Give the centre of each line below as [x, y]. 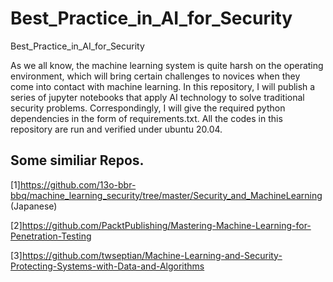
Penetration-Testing [51, 236]
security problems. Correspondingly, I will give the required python [148, 108]
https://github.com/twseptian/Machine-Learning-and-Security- [152, 255]
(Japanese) [34, 206]
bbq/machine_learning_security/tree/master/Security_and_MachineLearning [166, 195]
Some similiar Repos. [77, 160]
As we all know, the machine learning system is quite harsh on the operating [167, 65]
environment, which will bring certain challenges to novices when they [155, 76]
